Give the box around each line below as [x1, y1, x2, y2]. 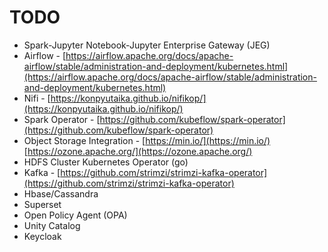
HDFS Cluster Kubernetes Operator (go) [23, 156, 189, 168]
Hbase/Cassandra [23, 187, 99, 200]
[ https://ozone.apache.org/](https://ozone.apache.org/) [23, 145, 253, 157]
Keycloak [23, 230, 62, 242]
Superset [23, 198, 62, 210]
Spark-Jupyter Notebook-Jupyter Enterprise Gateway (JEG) [23, 39, 271, 51]
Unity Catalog [23, 219, 81, 231]
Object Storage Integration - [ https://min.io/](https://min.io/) [23, 134, 271, 146]
